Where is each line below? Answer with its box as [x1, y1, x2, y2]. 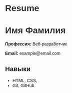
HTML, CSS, [12, 77, 37, 83]
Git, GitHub [12, 82, 34, 88]
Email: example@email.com [5, 50, 60, 56]
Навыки [5, 64, 31, 72]
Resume [5, 3, 39, 13]
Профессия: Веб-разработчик [5, 41, 67, 47]
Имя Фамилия [5, 25, 66, 35]
